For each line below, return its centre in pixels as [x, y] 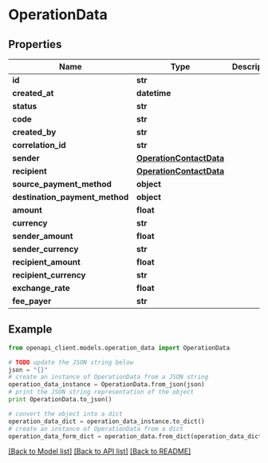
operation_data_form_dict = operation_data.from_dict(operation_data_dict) [137, 436]
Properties [35, 44]
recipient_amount [47, 262]
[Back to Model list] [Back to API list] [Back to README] [100, 451]
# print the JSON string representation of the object [101, 392]
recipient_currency [49, 275]
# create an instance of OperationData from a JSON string [108, 377]
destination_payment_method [71, 197]
